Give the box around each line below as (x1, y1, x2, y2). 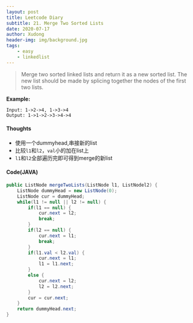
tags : (6, 43, 20, 49)
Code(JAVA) (6, 168, 38, 176)
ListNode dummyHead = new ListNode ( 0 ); (17, 187, 118, 194)
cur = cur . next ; (28, 295, 69, 301)
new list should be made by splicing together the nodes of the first (21, 77, 186, 84)
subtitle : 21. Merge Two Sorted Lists (6, 20, 104, 26)
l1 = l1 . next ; (38, 261, 74, 267)
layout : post (6, 8, 39, 15)
